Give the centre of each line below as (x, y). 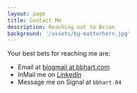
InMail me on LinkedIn (49, 75)
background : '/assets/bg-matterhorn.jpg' (69, 33)
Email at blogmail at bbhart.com (64, 67)
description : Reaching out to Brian (61, 27)
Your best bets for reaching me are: (59, 54)
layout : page (26, 14)
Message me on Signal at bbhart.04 (70, 82)
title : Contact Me (34, 20)
